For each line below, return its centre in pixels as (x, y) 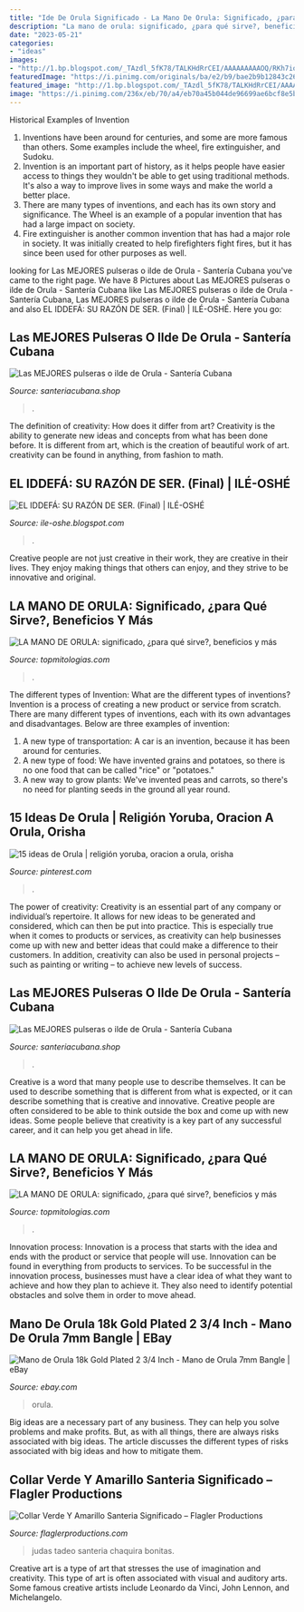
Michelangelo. (36, 1597)
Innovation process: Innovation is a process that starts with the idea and (143, 1247)
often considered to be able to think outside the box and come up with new (149, 1110)
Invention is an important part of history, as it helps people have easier (154, 166)
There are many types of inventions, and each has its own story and (149, 204)
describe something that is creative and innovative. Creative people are (142, 1101)
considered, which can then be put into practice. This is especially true (142, 925)
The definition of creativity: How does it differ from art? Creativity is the (142, 426)
